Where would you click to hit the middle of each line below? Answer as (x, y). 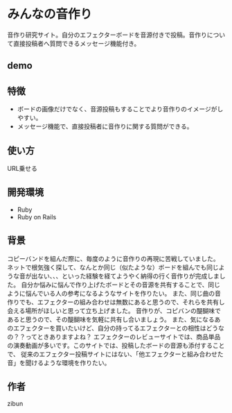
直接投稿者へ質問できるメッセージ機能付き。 (77, 43)
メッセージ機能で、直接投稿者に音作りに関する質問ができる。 (105, 126)
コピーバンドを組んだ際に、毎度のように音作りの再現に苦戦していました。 (113, 258)
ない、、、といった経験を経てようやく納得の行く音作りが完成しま (128, 276)
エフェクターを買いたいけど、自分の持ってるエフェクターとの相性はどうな (119, 328)
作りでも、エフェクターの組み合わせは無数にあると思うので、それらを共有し (116, 302)
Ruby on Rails (37, 217)
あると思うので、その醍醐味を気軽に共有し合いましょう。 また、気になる (111, 319)
